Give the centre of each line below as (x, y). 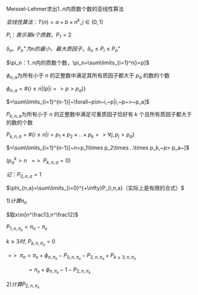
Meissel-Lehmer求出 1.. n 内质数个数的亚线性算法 (65, 9)
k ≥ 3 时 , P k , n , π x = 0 (31, 243)
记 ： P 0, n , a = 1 (24, 175)
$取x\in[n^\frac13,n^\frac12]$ (42, 215)
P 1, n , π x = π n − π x (27, 228)
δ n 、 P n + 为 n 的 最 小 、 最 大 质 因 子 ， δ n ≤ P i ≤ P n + (63, 49)
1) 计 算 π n (17, 202)
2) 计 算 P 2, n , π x (23, 285)
